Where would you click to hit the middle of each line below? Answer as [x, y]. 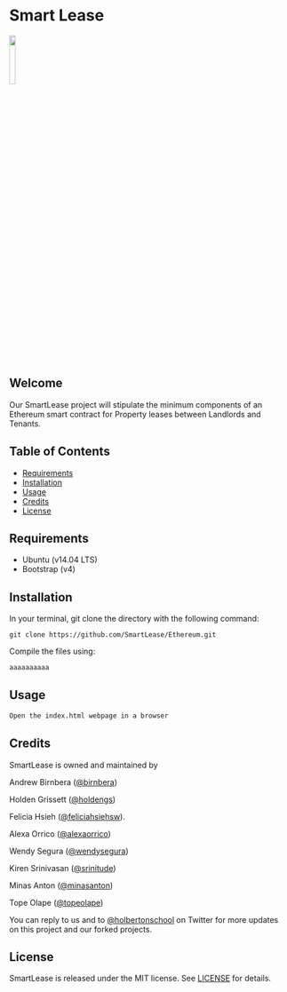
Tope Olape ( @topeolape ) [56, 902]
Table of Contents [60, 452]
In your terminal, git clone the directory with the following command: [134, 619]
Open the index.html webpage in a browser [89, 716]
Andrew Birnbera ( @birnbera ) [64, 782]
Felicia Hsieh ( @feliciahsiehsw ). [68, 816]
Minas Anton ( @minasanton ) [61, 885]
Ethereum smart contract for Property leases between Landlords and [135, 414]
